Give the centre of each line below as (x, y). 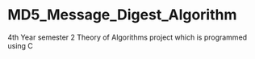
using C (21, 45)
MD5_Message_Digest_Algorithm (122, 15)
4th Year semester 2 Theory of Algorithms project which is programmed (127, 37)
